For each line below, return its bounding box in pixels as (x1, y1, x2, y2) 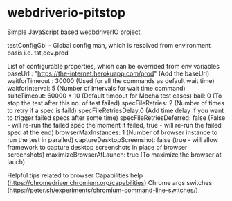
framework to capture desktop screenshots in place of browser (7, 143, 188, 151)
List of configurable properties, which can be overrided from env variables (7, 62, 220, 70)
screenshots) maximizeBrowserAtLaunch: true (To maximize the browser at (7, 150, 222, 159)
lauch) (7, 157, 26, 166)
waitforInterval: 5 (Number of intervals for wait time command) (7, 84, 186, 92)
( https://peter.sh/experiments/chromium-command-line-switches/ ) (7, 186, 199, 194)
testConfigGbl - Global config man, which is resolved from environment (7, 41, 211, 49)
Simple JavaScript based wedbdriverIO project (7, 28, 141, 36)
